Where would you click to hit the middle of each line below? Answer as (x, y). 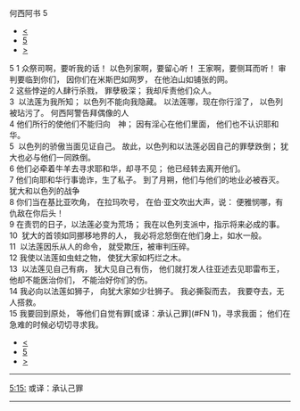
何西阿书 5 (29, 13)
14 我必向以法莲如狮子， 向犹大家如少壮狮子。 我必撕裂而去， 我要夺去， (143, 291)
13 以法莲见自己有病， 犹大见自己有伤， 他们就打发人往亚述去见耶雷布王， (147, 269)
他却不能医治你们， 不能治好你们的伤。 (81, 280)
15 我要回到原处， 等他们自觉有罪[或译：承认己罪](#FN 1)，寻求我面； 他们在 (150, 313)
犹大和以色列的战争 (45, 191)
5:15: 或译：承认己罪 (46, 388)
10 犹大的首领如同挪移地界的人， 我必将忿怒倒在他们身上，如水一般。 (138, 235)
